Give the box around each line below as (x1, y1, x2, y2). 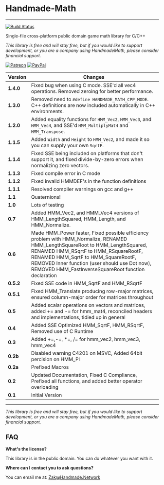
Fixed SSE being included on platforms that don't (31, 150, 143, 156)
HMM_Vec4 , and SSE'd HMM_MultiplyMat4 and (31, 122, 128, 129)
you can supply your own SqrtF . (31, 142, 104, 149)
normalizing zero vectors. (31, 162, 90, 169)
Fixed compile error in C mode (31, 170, 100, 176)
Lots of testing (31, 201, 64, 208)
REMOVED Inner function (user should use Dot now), (31, 260, 152, 266)
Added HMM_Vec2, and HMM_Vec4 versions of (31, 209, 140, 216)
